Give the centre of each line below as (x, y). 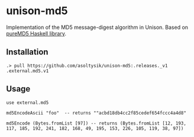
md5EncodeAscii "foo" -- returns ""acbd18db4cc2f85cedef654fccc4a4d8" (96, 113)
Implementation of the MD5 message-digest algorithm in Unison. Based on (97, 27)
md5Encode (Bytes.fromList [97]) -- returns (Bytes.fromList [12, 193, (96, 123)
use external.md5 (28, 102)
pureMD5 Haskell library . (36, 33)
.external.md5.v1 (28, 71)
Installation (27, 52)
